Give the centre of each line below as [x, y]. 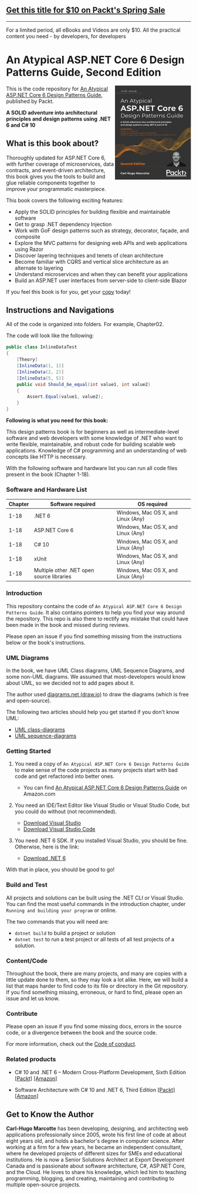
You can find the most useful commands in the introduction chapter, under [96, 904]
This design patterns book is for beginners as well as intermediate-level [93, 432]
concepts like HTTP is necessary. [46, 457]
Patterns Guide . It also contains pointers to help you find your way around [96, 612]
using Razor [29, 249]
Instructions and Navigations [60, 310]
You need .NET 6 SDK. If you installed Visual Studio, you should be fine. [101, 841]
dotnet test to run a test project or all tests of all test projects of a [94, 939]
